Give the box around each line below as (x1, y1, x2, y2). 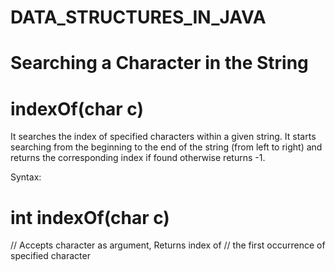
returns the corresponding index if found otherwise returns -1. (10, 152, 266, 164)
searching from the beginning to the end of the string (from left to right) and (10, 141, 323, 153)
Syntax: (10, 171, 42, 183)
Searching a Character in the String (10, 52, 309, 75)
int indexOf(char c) (10, 206, 170, 229)
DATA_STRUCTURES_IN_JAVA (10, 6, 267, 29)
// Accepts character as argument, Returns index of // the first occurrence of (10, 239, 326, 251)
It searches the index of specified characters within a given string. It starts (10, 131, 317, 143)
